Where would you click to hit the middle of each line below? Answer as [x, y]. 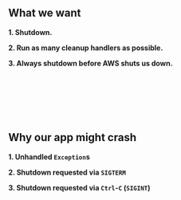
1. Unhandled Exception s [49, 157]
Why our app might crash [73, 137]
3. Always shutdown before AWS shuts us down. [90, 63]
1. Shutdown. [30, 32]
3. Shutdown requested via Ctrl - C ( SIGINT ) [79, 187]
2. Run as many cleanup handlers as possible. [86, 48]
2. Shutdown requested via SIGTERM [67, 172]
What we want [45, 13]
